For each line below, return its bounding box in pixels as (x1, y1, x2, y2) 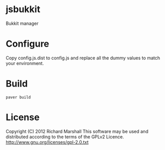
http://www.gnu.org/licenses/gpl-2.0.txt (6, 139, 89, 145)
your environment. (6, 60, 44, 66)
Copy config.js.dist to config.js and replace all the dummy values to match (6, 55, 160, 61)
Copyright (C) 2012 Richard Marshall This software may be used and (6, 128, 149, 134)
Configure (6, 38, 50, 50)
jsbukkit (6, 4, 40, 15)
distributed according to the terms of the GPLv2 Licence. (6, 133, 125, 140)
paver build (6, 95, 31, 100)
